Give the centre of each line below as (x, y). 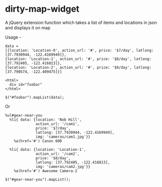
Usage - (13, 37)
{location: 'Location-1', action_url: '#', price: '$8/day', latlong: (78, 59)
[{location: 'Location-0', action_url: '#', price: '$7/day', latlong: (79, 50)
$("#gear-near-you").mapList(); (38, 179)
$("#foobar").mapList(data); (35, 97)
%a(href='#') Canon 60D (38, 141)
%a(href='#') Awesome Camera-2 (46, 171)
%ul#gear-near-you (24, 115)
